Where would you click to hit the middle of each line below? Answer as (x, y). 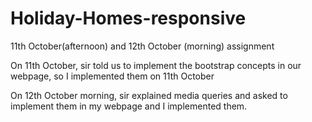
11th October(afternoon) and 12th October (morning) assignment (142, 46)
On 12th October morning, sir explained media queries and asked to (149, 95)
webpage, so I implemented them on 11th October (112, 76)
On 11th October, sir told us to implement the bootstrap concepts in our (156, 65)
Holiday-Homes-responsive (128, 18)
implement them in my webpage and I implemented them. (129, 106)
